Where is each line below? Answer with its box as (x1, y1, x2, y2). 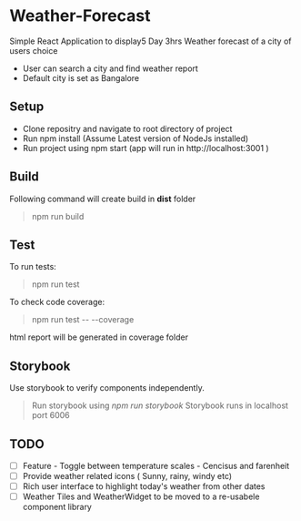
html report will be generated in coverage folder (9, 332, 189, 342)
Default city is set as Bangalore (22, 72, 140, 83)
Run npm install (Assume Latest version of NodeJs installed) (22, 133, 249, 144)
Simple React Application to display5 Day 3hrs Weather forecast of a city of (9, 36, 292, 46)
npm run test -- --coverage (31, 314, 135, 325)
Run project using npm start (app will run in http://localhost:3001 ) (22, 142, 270, 153)
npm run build (31, 210, 85, 221)
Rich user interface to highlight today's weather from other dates (22, 481, 266, 492)
